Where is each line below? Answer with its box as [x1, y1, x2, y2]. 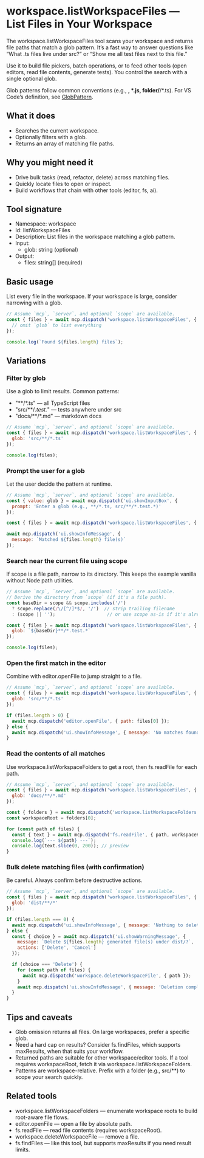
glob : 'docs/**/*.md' [12, 793, 67, 799]
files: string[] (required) [24, 259, 83, 266]
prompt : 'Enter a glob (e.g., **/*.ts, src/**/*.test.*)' [12, 503, 162, 509]
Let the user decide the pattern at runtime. [6, 480, 112, 488]
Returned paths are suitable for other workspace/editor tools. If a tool [15, 1054, 189, 1061]
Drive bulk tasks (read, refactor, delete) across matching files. [15, 173, 170, 181]
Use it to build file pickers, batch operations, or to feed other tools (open [6, 62, 187, 69]
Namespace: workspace [15, 220, 76, 227]
